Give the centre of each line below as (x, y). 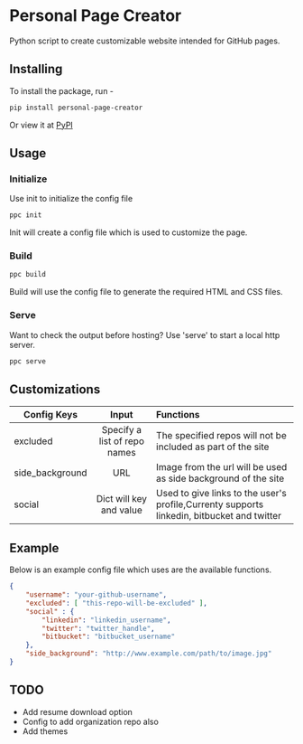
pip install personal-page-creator (76, 108)
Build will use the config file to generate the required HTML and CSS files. (146, 292)
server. (23, 344)
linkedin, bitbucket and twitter (219, 516)
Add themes (45, 731)
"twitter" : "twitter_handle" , (98, 628)
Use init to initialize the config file (71, 199)
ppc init (26, 215)
